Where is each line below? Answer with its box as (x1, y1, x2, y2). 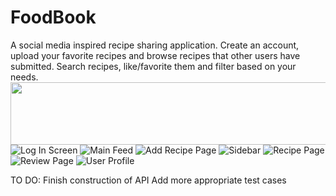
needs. (10, 71, 39, 83)
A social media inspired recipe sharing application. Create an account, (10, 39, 300, 51)
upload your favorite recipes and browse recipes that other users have (10, 49, 301, 61)
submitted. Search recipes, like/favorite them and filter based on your (10, 60, 297, 72)
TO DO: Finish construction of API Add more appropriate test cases (10, 174, 287, 186)
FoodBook (10, 6, 97, 29)
